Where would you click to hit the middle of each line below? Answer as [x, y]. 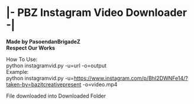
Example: [17, 71]
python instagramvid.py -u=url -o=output [56, 66]
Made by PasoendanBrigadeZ [43, 41]
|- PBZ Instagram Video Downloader [97, 13]
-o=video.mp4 [100, 84]
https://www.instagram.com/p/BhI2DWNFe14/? [131, 78]
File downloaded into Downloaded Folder [56, 96]
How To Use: [22, 59]
